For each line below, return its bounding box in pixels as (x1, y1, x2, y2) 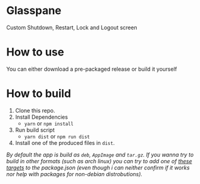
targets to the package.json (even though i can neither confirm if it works (6, 164, 190, 171)
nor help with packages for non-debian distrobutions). (6, 170, 143, 177)
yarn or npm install (24, 119, 74, 127)
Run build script (15, 126, 55, 133)
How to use (6, 45, 64, 59)
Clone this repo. (15, 107, 55, 114)
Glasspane (6, 4, 62, 18)
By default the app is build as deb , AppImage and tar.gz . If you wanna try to (6, 150, 194, 158)
